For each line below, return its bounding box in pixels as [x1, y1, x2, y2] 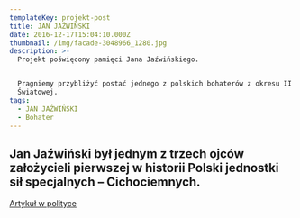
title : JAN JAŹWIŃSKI [9, 22, 91, 31]
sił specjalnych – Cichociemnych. [9, 174, 201, 189]
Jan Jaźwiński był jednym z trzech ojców [9, 146, 245, 161]
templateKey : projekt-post [9, 13, 111, 23]
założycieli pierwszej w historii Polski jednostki [9, 159, 279, 176]
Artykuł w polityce [9, 198, 77, 209]
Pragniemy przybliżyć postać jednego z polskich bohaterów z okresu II [17, 79, 293, 88]
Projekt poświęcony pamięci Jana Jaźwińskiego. [17, 55, 200, 64]
